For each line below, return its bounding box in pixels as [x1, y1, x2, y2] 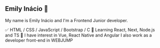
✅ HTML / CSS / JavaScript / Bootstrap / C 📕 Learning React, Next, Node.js [5, 27, 155, 33]
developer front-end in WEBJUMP [5, 37, 73, 43]
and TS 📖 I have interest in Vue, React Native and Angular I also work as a [5, 32, 152, 38]
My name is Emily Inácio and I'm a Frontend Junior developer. [5, 17, 128, 23]
